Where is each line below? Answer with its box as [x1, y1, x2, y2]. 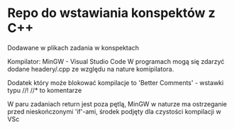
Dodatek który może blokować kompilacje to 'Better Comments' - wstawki [7, 78, 224, 86]
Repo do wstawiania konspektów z [7, 5, 216, 21]
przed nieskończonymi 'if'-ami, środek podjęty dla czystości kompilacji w [7, 107, 221, 116]
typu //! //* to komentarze [7, 86, 82, 94]
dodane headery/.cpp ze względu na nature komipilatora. [7, 64, 174, 73]
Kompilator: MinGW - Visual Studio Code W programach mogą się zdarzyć [7, 57, 225, 65]
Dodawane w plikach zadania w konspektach [7, 43, 140, 52]
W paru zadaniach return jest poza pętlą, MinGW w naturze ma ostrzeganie [7, 99, 228, 108]
